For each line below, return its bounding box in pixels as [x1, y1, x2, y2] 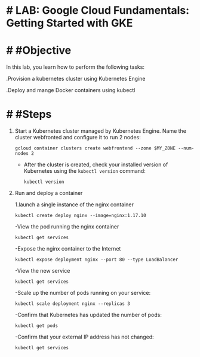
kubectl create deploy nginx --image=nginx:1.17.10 [14, 213, 146, 219]
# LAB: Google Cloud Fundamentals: [6, 4, 190, 17]
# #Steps [6, 108, 52, 121]
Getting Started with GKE [6, 16, 133, 30]
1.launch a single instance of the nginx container [14, 201, 134, 208]
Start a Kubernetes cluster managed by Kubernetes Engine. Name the [14, 127, 187, 135]
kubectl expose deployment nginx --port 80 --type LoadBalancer [14, 257, 179, 263]
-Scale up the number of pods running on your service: [14, 289, 151, 297]
